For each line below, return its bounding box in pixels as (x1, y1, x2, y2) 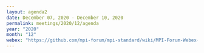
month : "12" (6, 32, 36, 38)
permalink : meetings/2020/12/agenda (6, 20, 99, 26)
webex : (6, 37, 23, 43)
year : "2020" (6, 26, 39, 32)
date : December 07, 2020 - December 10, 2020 (6, 15, 123, 21)
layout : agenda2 (6, 9, 47, 15)
